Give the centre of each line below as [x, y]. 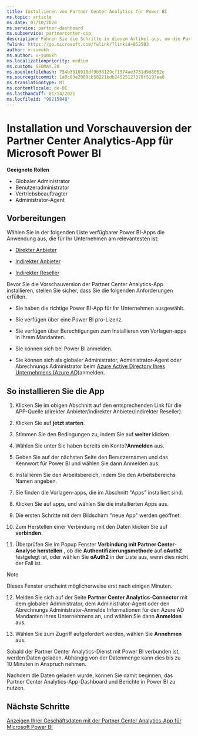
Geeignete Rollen [28, 170]
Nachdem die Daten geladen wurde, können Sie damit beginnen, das [90, 675]
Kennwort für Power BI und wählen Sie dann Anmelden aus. [88, 463]
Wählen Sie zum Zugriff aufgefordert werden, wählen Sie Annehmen [98, 634]
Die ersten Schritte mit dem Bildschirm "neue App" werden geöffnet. [98, 515]
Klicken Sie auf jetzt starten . [50, 423]
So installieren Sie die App [56, 391]
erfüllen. [17, 297]
